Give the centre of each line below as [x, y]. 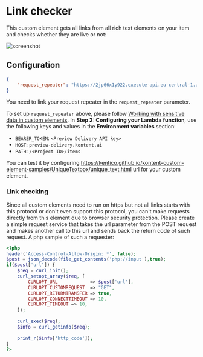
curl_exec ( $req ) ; [39, 322]
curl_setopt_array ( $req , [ [51, 276]
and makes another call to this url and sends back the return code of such [98, 230]
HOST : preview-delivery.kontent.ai [59, 145]
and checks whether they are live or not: [56, 34]
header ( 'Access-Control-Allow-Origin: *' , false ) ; [71, 254]
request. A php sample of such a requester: [60, 237]
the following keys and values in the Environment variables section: [91, 127]
